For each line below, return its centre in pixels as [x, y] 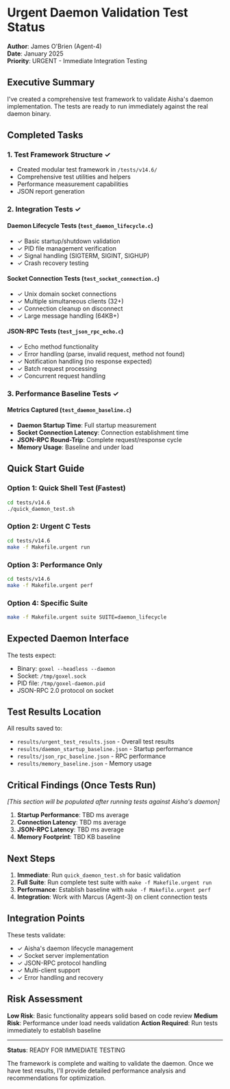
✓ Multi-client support [49, 970]
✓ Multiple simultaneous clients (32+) [71, 301]
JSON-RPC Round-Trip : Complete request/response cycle [100, 440]
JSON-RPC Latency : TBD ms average [71, 829]
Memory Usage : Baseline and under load [75, 447]
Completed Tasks [45, 135]
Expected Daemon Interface [68, 639]
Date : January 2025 [35, 54]
